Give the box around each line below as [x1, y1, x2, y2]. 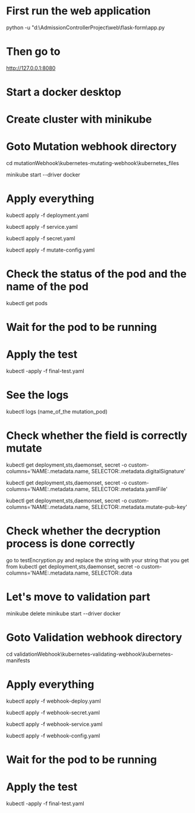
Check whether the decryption [6, 525, 161, 538]
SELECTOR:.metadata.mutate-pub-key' [91, 504, 187, 511]
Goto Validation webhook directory [6, 631, 183, 644]
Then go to [6, 45, 61, 58]
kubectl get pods [6, 300, 48, 307]
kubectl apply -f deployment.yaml [6, 212, 89, 219]
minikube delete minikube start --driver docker [6, 610, 121, 617]
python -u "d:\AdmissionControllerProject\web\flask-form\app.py [6, 24, 165, 31]
